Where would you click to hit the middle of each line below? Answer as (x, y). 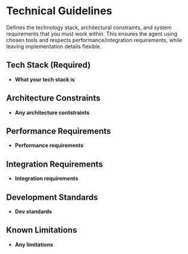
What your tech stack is (45, 79)
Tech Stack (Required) (48, 65)
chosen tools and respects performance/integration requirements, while (94, 40)
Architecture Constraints (53, 98)
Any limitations (34, 244)
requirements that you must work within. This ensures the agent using (92, 33)
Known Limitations (42, 230)
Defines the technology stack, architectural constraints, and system (89, 27)
